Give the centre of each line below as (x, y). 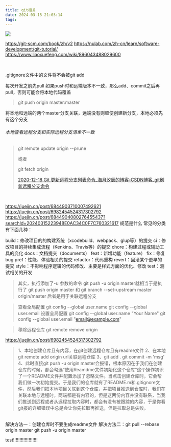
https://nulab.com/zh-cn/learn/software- (117, 43)
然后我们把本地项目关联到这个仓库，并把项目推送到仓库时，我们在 (96, 389)
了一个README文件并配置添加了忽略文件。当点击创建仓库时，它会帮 (90, 376)
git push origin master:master (49, 102)
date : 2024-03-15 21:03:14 (34, 15)
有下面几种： (19, 229)
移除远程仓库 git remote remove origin (58, 329)
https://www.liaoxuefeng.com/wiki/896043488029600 (63, 55)
